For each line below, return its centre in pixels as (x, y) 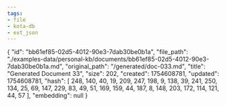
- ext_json (23, 32)
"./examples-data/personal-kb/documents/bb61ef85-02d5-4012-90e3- (108, 59)
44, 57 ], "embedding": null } (47, 96)
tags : (15, 13)
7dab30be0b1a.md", (35, 66)
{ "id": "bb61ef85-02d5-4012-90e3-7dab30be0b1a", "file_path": (98, 52)
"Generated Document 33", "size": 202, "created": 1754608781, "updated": (113, 74)
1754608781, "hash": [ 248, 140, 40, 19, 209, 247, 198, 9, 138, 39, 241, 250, (112, 81)
